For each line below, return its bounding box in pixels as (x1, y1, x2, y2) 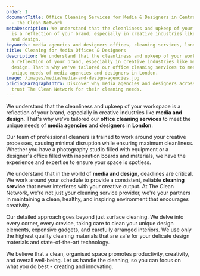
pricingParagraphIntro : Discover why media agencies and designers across (6, 81, 196, 87)
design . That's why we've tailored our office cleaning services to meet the (6, 115, 191, 122)
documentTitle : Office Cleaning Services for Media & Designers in (6, 14, 177, 20)
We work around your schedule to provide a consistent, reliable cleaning (6, 176, 185, 184)
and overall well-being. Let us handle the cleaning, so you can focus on (6, 256, 182, 263)
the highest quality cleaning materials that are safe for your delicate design (6, 232, 190, 239)
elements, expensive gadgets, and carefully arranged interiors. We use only (6, 226, 192, 233)
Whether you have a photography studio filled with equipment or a (6, 145, 169, 153)
